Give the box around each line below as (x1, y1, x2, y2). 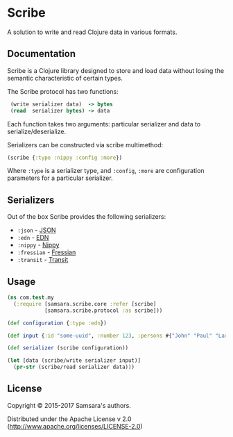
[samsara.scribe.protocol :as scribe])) (44, 307, 163, 314)
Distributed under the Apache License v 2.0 (7, 415, 132, 423)
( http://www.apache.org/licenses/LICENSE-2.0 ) (7, 422, 144, 430)
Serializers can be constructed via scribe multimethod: (7, 140, 164, 149)
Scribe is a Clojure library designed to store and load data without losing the (7, 66, 224, 74)
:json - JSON (17, 226, 57, 234)
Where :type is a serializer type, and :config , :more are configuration (7, 167, 205, 175)
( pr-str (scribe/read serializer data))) (13, 363, 135, 371)
